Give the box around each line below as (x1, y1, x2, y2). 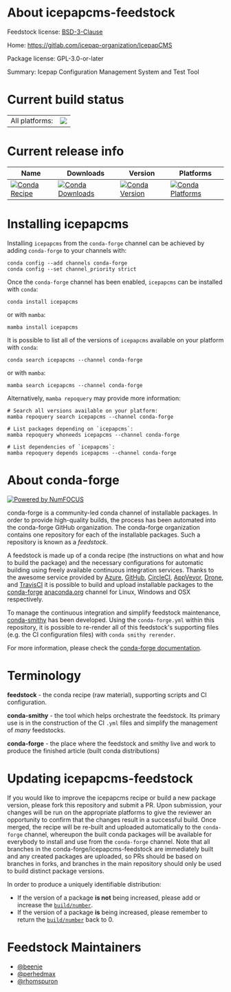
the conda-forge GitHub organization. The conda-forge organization (7, 523, 201, 531)
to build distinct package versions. (7, 867, 104, 875)
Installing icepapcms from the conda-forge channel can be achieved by (7, 239, 205, 247)
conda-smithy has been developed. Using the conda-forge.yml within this (7, 615, 215, 624)
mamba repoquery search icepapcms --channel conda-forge (7, 413, 174, 420)
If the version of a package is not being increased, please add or (16, 893, 201, 902)
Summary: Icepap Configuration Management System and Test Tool (7, 68, 199, 76)
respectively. (7, 595, 43, 603)
